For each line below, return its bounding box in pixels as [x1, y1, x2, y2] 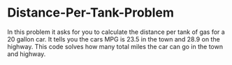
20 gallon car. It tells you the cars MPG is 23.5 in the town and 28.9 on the [7, 35, 220, 43]
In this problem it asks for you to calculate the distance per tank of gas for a [7, 28, 225, 36]
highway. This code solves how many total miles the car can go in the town [7, 42, 224, 50]
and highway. [7, 50, 46, 58]
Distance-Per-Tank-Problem [7, 5, 175, 21]
